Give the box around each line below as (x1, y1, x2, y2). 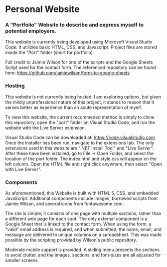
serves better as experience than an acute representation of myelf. (5, 104, 142, 110)
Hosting (5, 82, 25, 89)
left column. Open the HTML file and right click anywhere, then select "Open (5, 161, 163, 167)
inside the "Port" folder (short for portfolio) (5, 49, 93, 55)
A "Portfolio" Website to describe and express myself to (5, 21, 144, 28)
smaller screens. (5, 257, 39, 263)
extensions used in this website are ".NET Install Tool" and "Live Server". (5, 145, 154, 151)
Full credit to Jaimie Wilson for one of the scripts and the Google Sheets (5, 59, 153, 65)
